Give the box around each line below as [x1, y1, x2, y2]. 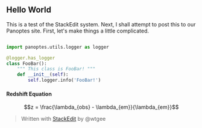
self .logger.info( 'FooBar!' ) [28, 78, 101, 84]
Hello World [6, 5, 51, 15]
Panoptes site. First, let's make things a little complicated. [6, 27, 150, 34]
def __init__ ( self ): [17, 72, 69, 78]
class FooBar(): [6, 60, 47, 67]
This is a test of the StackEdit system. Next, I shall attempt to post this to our [6, 20, 196, 28]
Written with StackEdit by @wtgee [21, 115, 106, 123]
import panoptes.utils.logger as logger [6, 44, 110, 50]
